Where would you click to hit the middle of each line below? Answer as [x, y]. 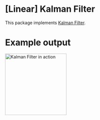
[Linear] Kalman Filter [50, 9]
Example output [38, 43]
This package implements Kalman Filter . [45, 23]
